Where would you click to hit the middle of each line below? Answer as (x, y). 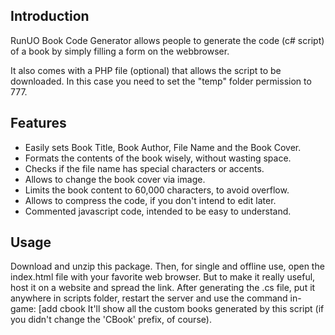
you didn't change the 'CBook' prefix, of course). (111, 320)
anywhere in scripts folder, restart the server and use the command (149, 298)
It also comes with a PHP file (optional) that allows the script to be (146, 70)
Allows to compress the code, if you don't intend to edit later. (150, 200)
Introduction (50, 16)
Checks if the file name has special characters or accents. (144, 168)
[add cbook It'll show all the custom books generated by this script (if (181, 309)
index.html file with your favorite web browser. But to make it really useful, (163, 277)
